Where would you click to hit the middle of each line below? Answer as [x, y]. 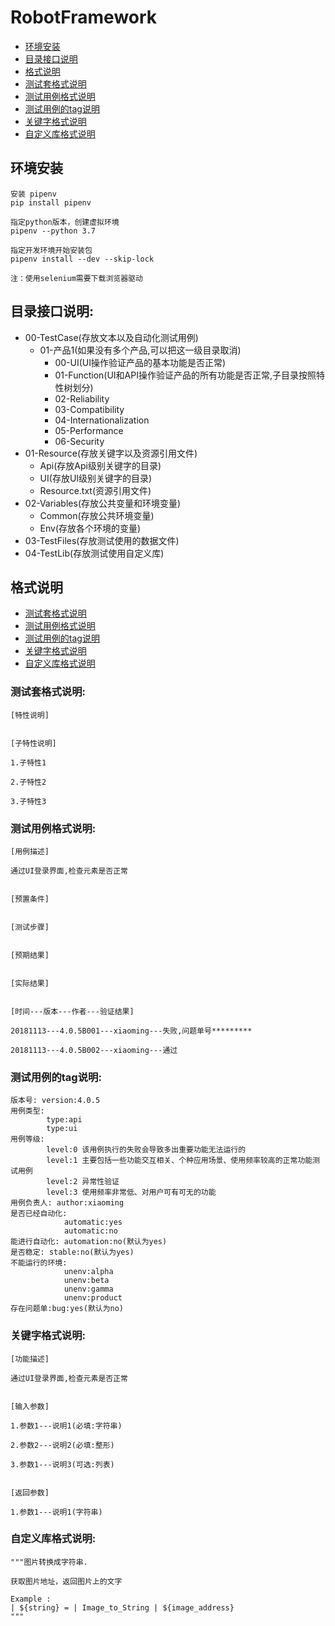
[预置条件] [30, 899]
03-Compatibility [89, 409]
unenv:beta [86, 1281]
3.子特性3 [28, 801]
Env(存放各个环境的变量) [90, 528]
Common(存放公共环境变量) [97, 515]
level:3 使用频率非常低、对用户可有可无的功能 [131, 1192]
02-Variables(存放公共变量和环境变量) [103, 503]
